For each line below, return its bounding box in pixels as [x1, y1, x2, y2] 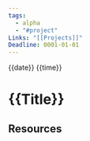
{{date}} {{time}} [8, 63, 62, 72]
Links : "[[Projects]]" [8, 33, 83, 42]
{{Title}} [8, 90, 65, 109]
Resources [8, 122, 62, 135]
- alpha [15, 19, 41, 27]
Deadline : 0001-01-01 [8, 41, 80, 49]
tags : [8, 11, 26, 20]
